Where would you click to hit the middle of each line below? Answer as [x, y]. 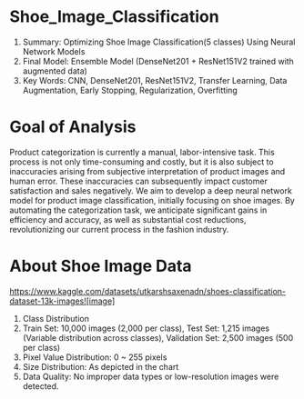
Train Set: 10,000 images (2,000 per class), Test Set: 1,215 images [146, 328]
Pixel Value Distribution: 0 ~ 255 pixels [95, 357]
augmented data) [55, 71]
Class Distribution [56, 318]
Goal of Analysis [73, 127]
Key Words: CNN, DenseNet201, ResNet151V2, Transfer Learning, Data [155, 80]
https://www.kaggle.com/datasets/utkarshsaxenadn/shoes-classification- [148, 291]
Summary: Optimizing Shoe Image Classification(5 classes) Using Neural [159, 42]
